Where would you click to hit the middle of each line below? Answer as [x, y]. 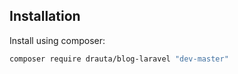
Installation [45, 16]
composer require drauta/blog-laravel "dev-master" [119, 59]
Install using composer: [57, 40]
